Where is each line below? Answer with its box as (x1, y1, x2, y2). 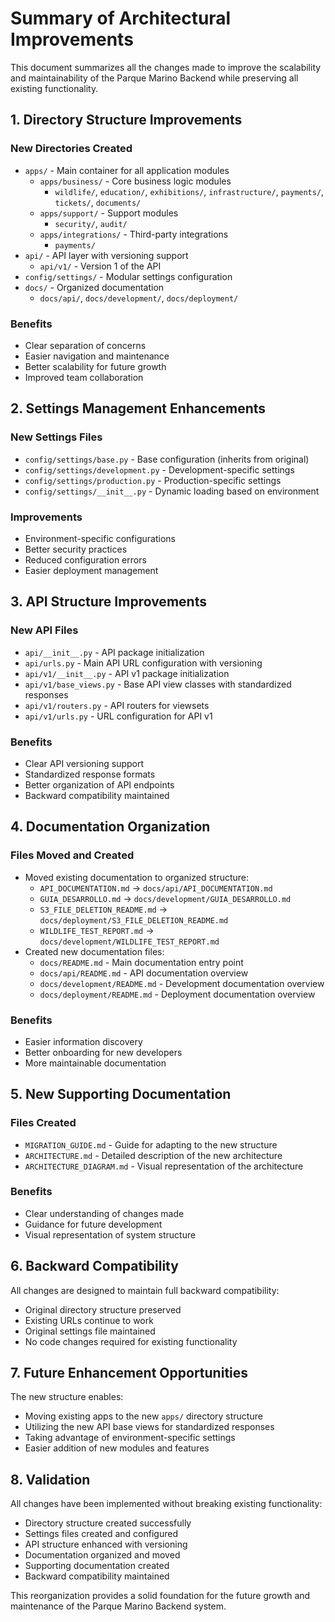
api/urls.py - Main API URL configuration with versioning (24, 657, 263, 669)
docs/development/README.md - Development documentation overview (39, 977, 325, 989)
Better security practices (24, 543, 128, 555)
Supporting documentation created (24, 1560, 170, 1572)
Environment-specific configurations (24, 532, 176, 544)
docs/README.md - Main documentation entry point (39, 956, 244, 968)
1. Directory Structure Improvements (10, 112, 243, 129)
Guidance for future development (24, 1218, 163, 1230)
